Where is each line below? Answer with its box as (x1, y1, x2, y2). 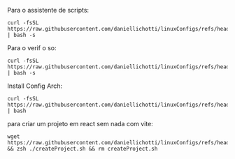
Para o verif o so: (7, 44, 57, 52)
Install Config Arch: (7, 82, 63, 90)
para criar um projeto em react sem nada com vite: (7, 120, 154, 128)
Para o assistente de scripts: (7, 6, 90, 14)
